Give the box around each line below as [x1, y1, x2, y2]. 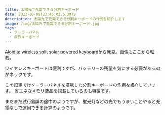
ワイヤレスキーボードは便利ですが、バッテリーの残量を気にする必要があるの [5, 65, 161, 71]
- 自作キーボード [9, 35, 40, 40]
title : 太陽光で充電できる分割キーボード [5, 7, 80, 12]
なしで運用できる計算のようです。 [9, 104, 78, 111]
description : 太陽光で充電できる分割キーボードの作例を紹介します [5, 16, 126, 21]
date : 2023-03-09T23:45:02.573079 [5, 12, 76, 17]
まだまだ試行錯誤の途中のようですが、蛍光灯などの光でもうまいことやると [5, 98, 156, 104]
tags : [5, 26, 16, 30]
